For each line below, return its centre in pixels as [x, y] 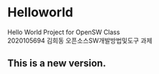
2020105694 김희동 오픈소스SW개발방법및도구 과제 [80, 41]
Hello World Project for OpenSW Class [64, 32]
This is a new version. [57, 64]
